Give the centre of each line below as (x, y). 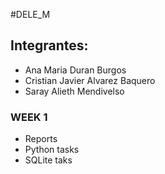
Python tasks (52, 150)
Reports (41, 139)
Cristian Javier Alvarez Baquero (90, 80)
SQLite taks (48, 160)
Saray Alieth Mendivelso (74, 91)
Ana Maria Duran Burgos (75, 70)
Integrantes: (49, 45)
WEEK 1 (29, 117)
